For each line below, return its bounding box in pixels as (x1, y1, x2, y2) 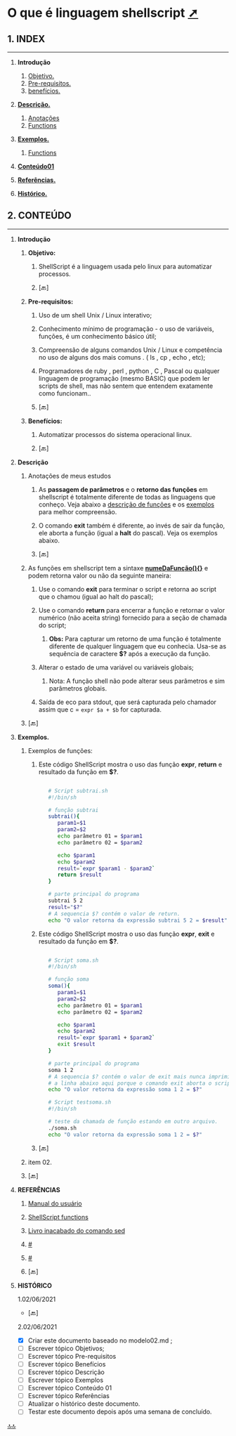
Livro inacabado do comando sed (27, 1226, 125, 1234)
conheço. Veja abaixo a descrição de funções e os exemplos (38, 500, 215, 509)
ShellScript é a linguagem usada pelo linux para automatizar (38, 262, 212, 270)
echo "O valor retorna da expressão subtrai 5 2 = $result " (48, 917, 228, 924)
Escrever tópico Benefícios (27, 1359, 106, 1368)
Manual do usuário (27, 1199, 82, 1208)
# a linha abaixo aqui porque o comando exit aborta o (48, 1080, 212, 1087)
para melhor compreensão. (38, 507, 117, 516)
